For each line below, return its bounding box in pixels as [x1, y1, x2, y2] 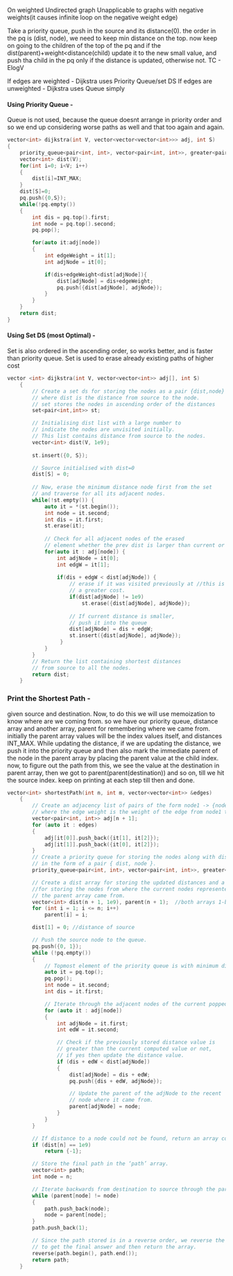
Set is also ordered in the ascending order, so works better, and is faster [7, 347, 214, 355]
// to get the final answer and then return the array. [32, 1243, 197, 1250]
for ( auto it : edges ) [32, 822, 98, 828]
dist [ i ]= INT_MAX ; [32, 175, 82, 182]
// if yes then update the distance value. [56, 1052, 185, 1059]
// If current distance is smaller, [69, 613, 175, 620]
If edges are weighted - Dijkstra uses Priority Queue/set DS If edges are [7, 77, 213, 85]
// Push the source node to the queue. [32, 937, 148, 944]
